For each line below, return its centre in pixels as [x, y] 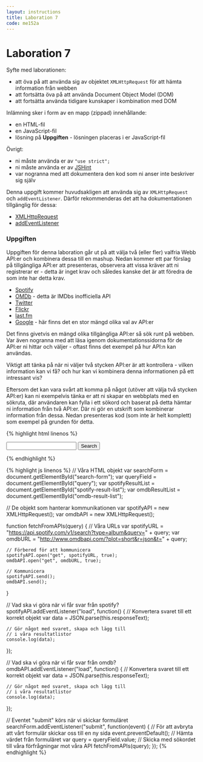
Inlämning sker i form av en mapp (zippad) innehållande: [77, 113]
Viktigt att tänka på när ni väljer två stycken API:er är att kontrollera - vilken [100, 365]
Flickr [22, 309]
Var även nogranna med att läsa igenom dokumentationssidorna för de [95, 340]
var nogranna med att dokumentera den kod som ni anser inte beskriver [105, 174]
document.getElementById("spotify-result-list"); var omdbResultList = [93, 490]
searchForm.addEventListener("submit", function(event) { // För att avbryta [100, 726]
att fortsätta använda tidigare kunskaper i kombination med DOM [96, 101]
